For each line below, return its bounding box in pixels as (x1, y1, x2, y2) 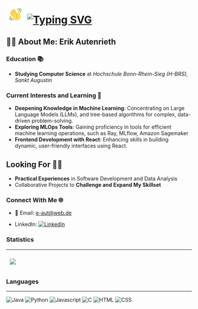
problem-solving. (31, 117, 74, 124)
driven (14, 117, 31, 124)
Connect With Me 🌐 (6, 196, 64, 204)
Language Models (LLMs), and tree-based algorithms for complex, (14, 111, 177, 118)
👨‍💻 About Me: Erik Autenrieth (6, 37, 116, 47)
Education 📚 (6, 55, 44, 63)
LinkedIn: (14, 221, 37, 228)
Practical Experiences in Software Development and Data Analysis (14, 175, 178, 182)
